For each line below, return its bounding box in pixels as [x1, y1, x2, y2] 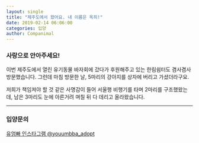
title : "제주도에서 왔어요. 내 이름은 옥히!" [6, 14, 103, 20]
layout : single [6, 8, 44, 15]
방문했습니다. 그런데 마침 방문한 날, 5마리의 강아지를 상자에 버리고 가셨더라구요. [6, 74, 190, 81]
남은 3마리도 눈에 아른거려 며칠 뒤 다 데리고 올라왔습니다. [14, 93, 145, 101]
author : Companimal [6, 31, 54, 37]
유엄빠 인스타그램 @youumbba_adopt [6, 130, 95, 137]
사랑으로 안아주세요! [6, 52, 60, 60]
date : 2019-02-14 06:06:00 [6, 20, 73, 26]
